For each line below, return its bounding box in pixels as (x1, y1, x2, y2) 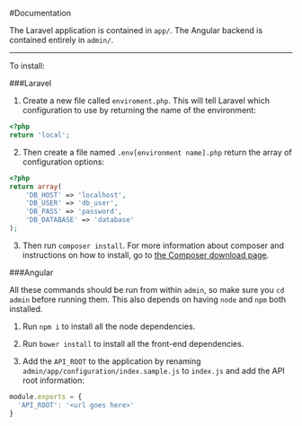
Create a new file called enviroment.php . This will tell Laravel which (22, 95, 270, 106)
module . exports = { (9, 392, 83, 401)
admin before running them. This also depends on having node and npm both (9, 294, 287, 305)
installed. (9, 303, 43, 314)
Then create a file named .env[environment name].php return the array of (22, 146, 292, 157)
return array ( (9, 182, 63, 191)
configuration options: (22, 156, 105, 167)
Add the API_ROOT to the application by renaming (22, 355, 201, 367)
